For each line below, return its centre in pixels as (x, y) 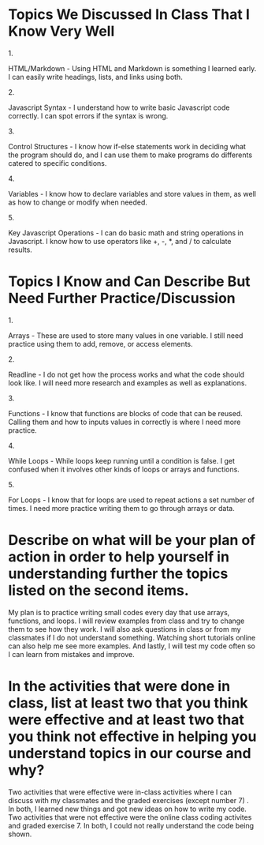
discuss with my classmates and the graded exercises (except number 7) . (129, 800)
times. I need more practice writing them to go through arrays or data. (121, 508)
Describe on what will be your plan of (132, 541)
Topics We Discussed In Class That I (129, 15)
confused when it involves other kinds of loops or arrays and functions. (124, 469)
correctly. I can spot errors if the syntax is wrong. (88, 115)
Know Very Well (61, 31)
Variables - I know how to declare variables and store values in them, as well (132, 193)
